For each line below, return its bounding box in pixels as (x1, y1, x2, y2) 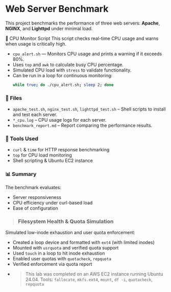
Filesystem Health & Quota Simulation (17, 218, 114, 225)
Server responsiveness (12, 194, 61, 200)
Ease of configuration (12, 205, 58, 211)
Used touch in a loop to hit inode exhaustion (12, 250, 105, 256)
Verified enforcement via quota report (12, 261, 92, 267)
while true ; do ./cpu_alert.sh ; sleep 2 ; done (12, 82, 114, 87)
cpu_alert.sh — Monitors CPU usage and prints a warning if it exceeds (12, 51, 162, 57)
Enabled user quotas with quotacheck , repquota (12, 256, 111, 261)
